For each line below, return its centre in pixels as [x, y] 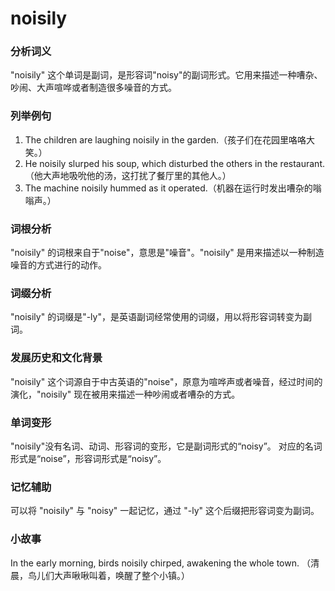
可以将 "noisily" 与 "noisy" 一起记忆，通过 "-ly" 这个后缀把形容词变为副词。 [165, 511]
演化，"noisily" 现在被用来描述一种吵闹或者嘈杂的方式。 [125, 394]
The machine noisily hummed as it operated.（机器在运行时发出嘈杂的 [168, 188]
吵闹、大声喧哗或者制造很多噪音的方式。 [93, 88]
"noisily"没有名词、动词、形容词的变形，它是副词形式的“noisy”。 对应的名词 [166, 446]
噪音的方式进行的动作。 [58, 265]
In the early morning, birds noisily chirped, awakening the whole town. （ [160, 563]
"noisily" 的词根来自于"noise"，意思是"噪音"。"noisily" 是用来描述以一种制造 [167, 253]
